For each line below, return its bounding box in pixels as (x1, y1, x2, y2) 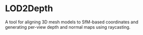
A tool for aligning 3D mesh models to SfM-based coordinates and (5, 19, 139, 25)
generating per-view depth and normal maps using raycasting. (5, 24, 131, 30)
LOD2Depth (5, 3, 53, 14)
